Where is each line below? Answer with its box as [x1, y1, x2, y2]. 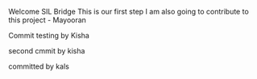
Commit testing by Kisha [8, 31, 90, 40]
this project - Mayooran [8, 15, 87, 25]
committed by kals [8, 61, 70, 71]
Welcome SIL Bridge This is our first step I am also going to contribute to [8, 7, 250, 16]
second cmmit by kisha [8, 46, 85, 55]
